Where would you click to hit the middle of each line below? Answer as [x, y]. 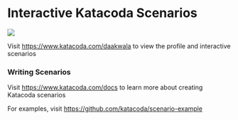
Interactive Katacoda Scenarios [102, 13]
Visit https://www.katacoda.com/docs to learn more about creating [105, 87]
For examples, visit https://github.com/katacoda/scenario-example [105, 109]
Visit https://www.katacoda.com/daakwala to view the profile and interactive [119, 46]
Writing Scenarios [39, 72]
